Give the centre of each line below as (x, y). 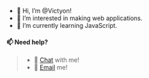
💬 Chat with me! (56, 60)
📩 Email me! (51, 68)
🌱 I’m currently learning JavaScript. (67, 25)
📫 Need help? (27, 42)
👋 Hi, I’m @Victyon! (44, 11)
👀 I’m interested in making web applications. (79, 18)
